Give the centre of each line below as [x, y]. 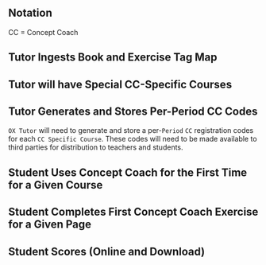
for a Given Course [56, 185]
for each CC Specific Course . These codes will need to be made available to [133, 139]
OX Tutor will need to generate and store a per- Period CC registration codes [131, 131]
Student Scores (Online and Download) [107, 251]
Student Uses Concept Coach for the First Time [128, 172]
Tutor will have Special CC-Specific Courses [120, 84]
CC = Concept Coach [43, 32]
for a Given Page [50, 225]
